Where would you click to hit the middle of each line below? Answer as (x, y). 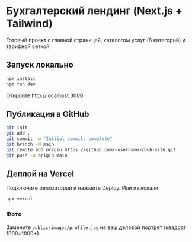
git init (17, 128)
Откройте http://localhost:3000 (45, 95)
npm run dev (21, 84)
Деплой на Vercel (40, 173)
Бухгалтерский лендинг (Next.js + (94, 11)
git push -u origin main (37, 155)
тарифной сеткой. (29, 46)
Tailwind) (30, 23)
